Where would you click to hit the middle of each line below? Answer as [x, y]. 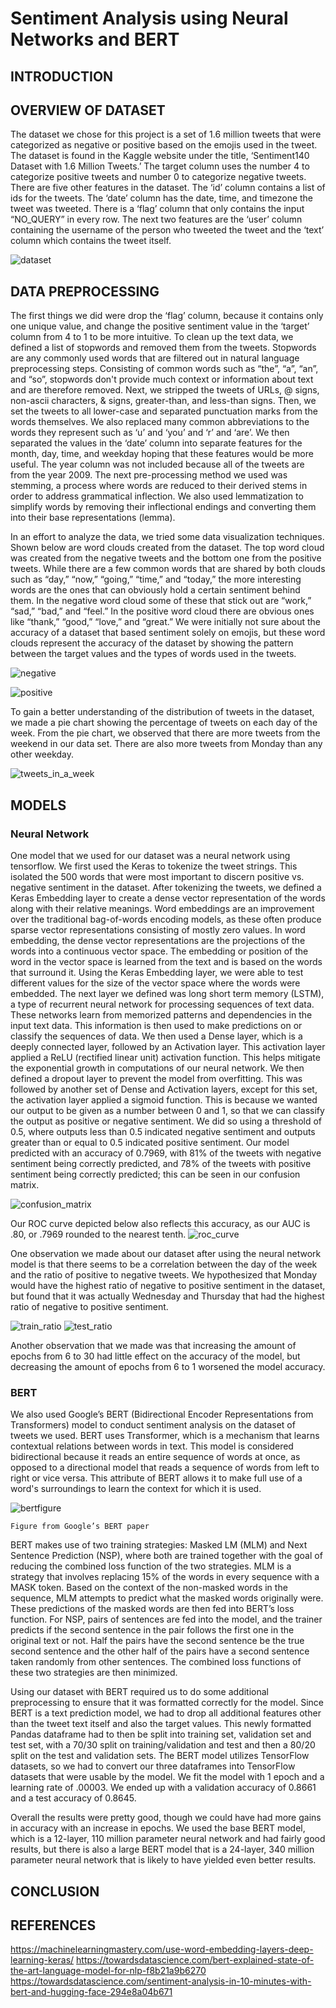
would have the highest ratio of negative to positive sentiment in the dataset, [168, 1285]
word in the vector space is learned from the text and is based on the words [166, 961]
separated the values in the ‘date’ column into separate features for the [156, 443]
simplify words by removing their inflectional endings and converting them [163, 507]
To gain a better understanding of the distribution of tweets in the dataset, [162, 712]
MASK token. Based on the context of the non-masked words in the [149, 1588]
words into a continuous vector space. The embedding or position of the [159, 951]
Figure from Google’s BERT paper [80, 1527]
